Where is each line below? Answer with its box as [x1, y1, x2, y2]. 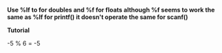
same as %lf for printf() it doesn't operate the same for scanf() [7, 13, 188, 21]
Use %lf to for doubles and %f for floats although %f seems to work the [7, 6, 215, 14]
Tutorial [7, 26, 30, 34]
